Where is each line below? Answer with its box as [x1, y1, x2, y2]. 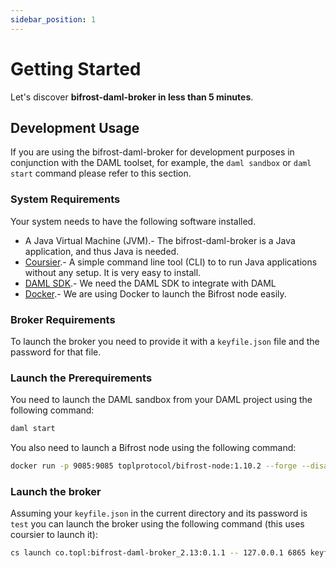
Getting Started [10, 57, 142, 80]
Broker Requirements [10, 312, 116, 326]
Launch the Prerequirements [10, 371, 153, 385]
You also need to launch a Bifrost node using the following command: [10, 442, 297, 454]
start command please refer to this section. [10, 167, 192, 180]
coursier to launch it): [10, 529, 98, 541]
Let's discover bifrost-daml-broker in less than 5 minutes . [10, 91, 254, 103]
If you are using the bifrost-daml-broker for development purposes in [10, 146, 295, 158]
